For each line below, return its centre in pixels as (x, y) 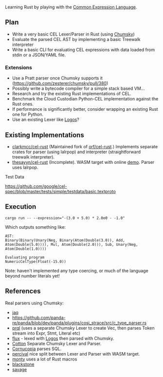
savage (19, 369)
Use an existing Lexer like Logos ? (45, 119)
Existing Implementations (45, 135)
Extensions (19, 67)
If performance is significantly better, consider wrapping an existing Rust (85, 109)
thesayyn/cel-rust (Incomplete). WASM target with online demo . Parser (83, 162)
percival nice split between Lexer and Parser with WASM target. (76, 354)
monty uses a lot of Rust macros (45, 359)
